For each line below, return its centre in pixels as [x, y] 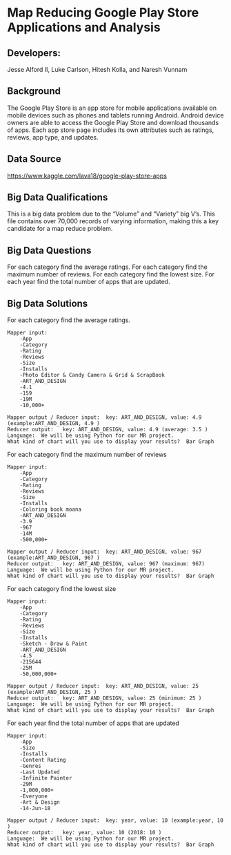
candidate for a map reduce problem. [60, 229]
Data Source [34, 159]
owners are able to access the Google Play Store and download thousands [113, 122]
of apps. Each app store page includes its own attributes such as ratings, [111, 130]
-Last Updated [40, 772]
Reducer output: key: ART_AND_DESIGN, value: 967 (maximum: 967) [106, 564]
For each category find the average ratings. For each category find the [108, 267]
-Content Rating [43, 760]
